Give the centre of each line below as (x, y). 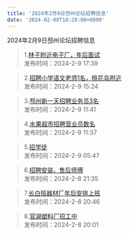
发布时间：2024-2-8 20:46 (62, 202)
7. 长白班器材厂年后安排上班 (62, 193)
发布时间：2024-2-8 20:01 (61, 224)
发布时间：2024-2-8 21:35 (61, 178)
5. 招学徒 (35, 147)
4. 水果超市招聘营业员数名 (59, 124)
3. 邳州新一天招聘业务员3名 (61, 100)
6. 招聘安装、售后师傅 (54, 170)
